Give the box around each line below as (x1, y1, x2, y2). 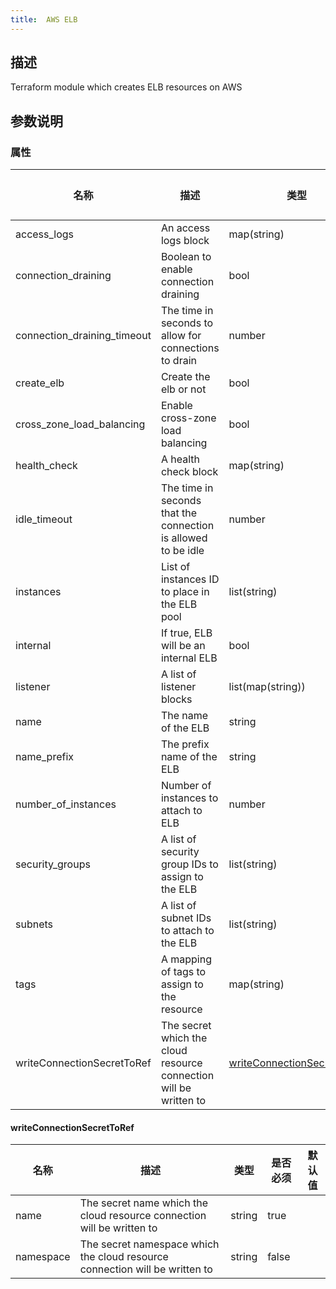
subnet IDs (160, 911, 212, 925)
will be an (160, 639, 206, 653)
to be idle (160, 544, 205, 558)
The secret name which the (79, 1196, 209, 1210)
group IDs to (160, 857, 219, 871)
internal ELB (160, 651, 218, 665)
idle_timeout (15, 512, 73, 526)
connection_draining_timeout (15, 329, 152, 343)
